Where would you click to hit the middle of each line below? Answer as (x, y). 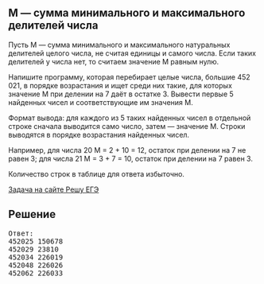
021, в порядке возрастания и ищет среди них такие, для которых (120, 85)
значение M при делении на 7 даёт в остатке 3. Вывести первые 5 (121, 94)
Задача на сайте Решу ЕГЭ (54, 189)
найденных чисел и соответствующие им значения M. (101, 102)
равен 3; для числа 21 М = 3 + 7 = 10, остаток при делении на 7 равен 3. (130, 158)
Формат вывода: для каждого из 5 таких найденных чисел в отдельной (130, 118)
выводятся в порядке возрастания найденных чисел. (99, 134)
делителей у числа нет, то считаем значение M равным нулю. (114, 61)
